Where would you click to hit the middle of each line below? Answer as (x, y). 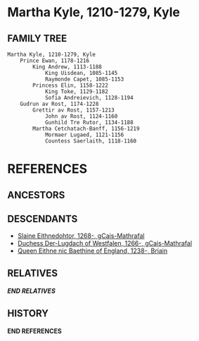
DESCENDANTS (43, 219)
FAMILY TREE (37, 38)
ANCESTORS (36, 195)
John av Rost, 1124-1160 (81, 116)
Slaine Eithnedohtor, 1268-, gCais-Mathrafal (81, 236)
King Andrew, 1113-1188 (67, 67)
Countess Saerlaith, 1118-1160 (91, 141)
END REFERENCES (34, 331)
